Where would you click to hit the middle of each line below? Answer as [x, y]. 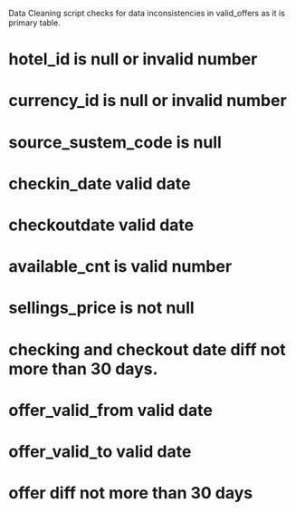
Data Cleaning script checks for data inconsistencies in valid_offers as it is [147, 13]
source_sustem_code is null [115, 142]
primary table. [34, 23]
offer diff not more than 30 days [131, 493]
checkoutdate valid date [101, 225]
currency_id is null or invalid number [148, 101]
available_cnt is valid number [120, 267]
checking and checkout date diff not [147, 349]
